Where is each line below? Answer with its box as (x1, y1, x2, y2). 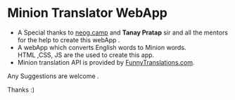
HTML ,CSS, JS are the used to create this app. (17, 51, 155, 59)
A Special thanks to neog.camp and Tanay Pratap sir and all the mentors (17, 28, 229, 37)
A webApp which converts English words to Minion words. (17, 43, 186, 51)
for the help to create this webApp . (17, 35, 120, 44)
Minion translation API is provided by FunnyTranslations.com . (17, 58, 195, 66)
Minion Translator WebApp (7, 5, 167, 21)
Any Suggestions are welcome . (7, 72, 100, 80)
